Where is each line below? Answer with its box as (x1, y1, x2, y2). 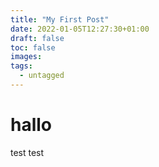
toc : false (10, 42, 56, 53)
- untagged (19, 71, 65, 81)
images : (10, 52, 43, 62)
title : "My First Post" (10, 14, 110, 25)
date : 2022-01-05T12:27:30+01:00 (10, 24, 150, 34)
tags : (10, 61, 33, 71)
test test (10, 146, 45, 158)
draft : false (10, 33, 65, 43)
